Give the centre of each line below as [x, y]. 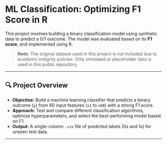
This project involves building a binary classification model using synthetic [81, 33]
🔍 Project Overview [37, 85]
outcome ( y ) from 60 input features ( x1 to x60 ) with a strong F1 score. [83, 105]
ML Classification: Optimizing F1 [73, 9]
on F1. [18, 121]
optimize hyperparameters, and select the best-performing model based [86, 116]
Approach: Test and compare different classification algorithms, [78, 110]
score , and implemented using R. [39, 44]
